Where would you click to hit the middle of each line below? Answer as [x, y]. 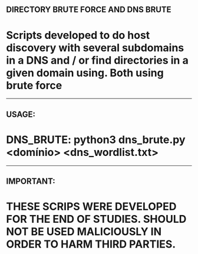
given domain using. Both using [85, 73]
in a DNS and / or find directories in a [97, 60]
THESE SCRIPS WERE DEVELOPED [91, 207]
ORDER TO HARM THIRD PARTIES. [91, 244]
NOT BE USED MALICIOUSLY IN [84, 232]
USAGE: [21, 114]
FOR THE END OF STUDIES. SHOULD [96, 219]
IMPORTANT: [31, 182]
